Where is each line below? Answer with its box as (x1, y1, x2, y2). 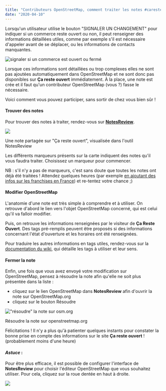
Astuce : (5, 349, 23, 355)
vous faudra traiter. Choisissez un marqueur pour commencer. (5, 158, 132, 164)
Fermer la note (5, 257, 36, 263)
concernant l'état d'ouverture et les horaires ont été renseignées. (5, 231, 138, 237)
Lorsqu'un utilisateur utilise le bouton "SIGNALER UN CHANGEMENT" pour (5, 25, 158, 31)
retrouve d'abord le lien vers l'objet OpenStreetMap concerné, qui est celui (5, 205, 158, 211)
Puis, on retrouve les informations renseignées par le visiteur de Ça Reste (5, 220, 155, 226)
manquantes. (5, 47, 32, 53)
